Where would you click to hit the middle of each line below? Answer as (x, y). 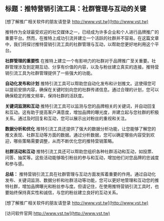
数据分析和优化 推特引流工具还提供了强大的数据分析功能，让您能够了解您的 (81, 128)
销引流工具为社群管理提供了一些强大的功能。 (50, 73)
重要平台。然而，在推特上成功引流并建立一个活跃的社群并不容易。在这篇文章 (82, 38)
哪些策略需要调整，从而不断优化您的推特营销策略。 (65, 141)
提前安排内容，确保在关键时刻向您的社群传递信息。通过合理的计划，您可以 (84, 89)
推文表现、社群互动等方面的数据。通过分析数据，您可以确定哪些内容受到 (78, 135)
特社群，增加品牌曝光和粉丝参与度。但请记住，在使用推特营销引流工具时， (80, 186)
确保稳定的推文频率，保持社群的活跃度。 (46, 96)
